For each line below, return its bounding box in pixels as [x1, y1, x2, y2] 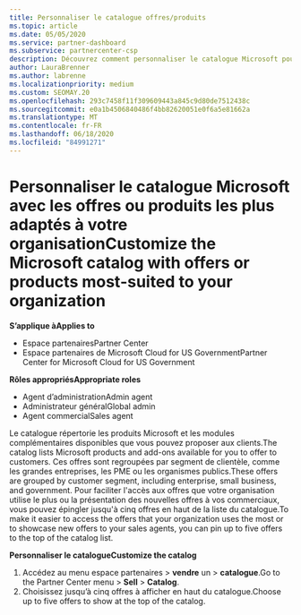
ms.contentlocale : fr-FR [9, 122, 102, 131]
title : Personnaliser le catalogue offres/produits [9, 13, 206, 22]
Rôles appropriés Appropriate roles [9, 373, 142, 385]
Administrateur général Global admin [21, 400, 156, 412]
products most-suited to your [9, 271, 233, 292]
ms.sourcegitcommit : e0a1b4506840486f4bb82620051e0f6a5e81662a [9, 105, 251, 114]
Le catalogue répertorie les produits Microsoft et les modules [9, 427, 235, 439]
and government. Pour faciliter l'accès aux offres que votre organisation [9, 484, 275, 495]
